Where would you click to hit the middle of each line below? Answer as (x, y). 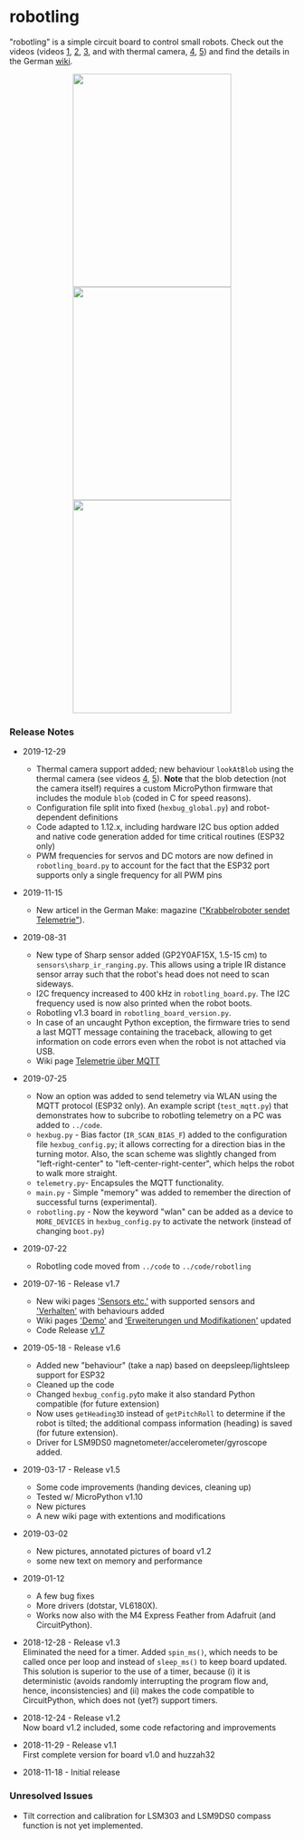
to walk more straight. (76, 1173)
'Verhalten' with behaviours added (100, 1311)
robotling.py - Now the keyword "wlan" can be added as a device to (165, 1212)
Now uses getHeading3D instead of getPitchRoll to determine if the (161, 1414)
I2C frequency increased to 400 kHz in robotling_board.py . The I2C (163, 994)
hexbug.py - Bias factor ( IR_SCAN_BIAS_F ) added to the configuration (161, 1134)
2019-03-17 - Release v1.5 (71, 1470)
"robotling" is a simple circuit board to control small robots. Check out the (147, 42)
